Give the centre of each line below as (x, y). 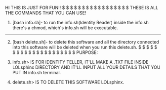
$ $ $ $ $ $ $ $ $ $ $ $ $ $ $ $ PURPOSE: (55, 52)
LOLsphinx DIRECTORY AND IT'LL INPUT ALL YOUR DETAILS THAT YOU (86, 67)
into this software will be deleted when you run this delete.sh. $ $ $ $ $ (85, 47)
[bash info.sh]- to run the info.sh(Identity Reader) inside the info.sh (81, 22)
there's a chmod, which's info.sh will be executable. (65, 28)
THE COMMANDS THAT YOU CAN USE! (46, 13)
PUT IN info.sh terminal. (37, 72)
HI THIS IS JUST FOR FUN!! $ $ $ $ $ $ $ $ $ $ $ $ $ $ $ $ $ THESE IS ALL (82, 8)
